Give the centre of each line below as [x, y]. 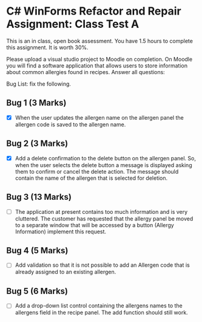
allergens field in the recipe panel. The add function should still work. [101, 313]
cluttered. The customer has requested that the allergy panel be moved [104, 218]
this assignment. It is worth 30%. [48, 47]
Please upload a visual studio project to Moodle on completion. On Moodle [99, 59]
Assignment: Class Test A [73, 24]
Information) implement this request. [61, 231]
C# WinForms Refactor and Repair [94, 11]
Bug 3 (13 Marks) [39, 197]
